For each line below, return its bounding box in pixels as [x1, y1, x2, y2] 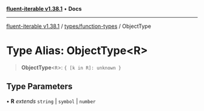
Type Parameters [6, 81, 73, 92]
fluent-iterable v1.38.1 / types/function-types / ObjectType [6, 22, 152, 30]
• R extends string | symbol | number [6, 97, 96, 105]
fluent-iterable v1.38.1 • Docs [6, 5, 82, 12]
